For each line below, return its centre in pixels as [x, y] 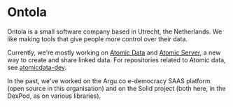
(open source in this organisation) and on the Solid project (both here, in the [116, 88]
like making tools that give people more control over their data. [97, 38]
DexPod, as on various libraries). [54, 96]
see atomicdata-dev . [37, 67]
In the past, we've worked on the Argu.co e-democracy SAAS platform [109, 80]
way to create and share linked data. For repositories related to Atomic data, [116, 59]
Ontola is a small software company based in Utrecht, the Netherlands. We [115, 31]
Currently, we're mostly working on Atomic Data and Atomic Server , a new [114, 52]
